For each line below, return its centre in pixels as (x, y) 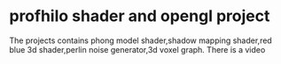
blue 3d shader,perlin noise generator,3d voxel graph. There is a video (137, 49)
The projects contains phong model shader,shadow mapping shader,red (140, 40)
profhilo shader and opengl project (140, 16)
